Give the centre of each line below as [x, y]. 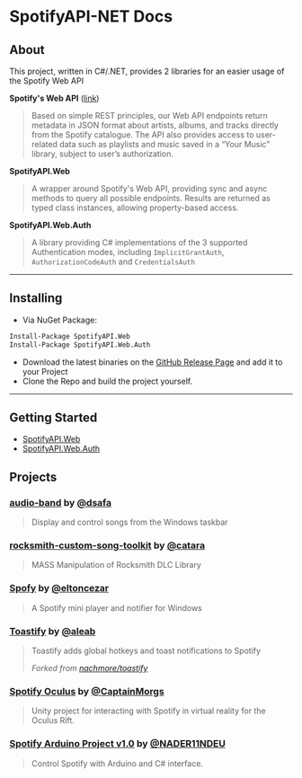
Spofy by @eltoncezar [59, 588]
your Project [45, 371]
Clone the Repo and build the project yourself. [107, 381]
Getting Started [53, 417]
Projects [33, 477]
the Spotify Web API [46, 81]
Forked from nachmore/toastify [89, 667]
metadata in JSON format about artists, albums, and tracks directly [155, 125]
